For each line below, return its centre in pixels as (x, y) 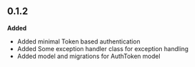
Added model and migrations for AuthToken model (89, 56)
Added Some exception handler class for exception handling (103, 48)
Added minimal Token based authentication (79, 41)
